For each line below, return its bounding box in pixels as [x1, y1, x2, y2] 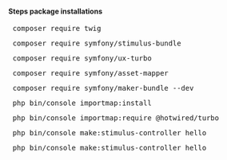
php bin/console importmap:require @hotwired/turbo [12, 114, 220, 123]
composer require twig [12, 24, 102, 33]
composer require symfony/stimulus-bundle [12, 39, 181, 48]
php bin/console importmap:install [12, 99, 152, 107]
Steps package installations [8, 6, 103, 16]
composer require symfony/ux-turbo [12, 54, 152, 63]
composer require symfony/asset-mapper [12, 68, 169, 78]
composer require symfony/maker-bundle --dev [12, 84, 194, 93]
